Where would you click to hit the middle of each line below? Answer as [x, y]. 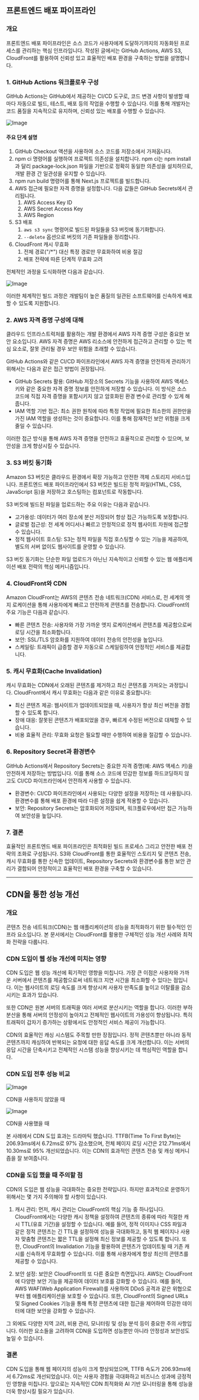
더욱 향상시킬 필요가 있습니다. [40, 1391]
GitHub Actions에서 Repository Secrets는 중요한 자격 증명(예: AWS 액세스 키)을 [99, 766]
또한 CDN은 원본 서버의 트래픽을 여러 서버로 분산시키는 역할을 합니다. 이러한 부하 [99, 1007]
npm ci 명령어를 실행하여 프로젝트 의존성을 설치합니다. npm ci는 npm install [103, 159]
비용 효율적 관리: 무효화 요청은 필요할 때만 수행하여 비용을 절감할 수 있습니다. [103, 735]
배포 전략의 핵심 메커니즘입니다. [53, 566]
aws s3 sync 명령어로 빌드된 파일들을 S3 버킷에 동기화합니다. [94, 229]
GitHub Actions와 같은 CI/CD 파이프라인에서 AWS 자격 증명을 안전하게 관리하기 [99, 362]
